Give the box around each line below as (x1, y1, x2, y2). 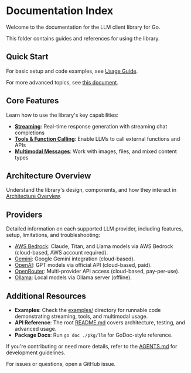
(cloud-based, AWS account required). (14, 249, 108, 256)
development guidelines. (6, 349, 66, 356)
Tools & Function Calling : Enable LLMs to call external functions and (14, 135, 180, 142)
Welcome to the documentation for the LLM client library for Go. (6, 23, 161, 30)
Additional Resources (6, 291, 86, 301)
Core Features (6, 96, 59, 106)
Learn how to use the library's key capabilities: (6, 111, 119, 118)
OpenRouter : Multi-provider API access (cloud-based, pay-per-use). (14, 268, 180, 275)
